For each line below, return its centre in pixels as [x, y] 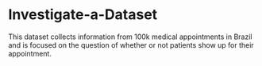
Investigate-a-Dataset [83, 15]
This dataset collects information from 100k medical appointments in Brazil [130, 37]
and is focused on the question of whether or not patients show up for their [131, 45]
